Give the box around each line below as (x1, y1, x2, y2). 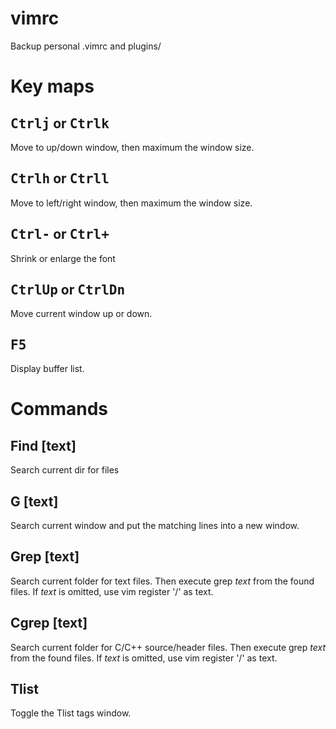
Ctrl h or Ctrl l (10, 170, 110, 187)
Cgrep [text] (10, 615, 88, 632)
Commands (10, 398, 109, 421)
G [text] (10, 493, 59, 510)
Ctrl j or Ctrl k (10, 115, 110, 132)
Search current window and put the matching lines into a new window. (10, 520, 300, 531)
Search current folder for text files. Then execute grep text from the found (10, 575, 315, 587)
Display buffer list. (10, 363, 85, 375)
